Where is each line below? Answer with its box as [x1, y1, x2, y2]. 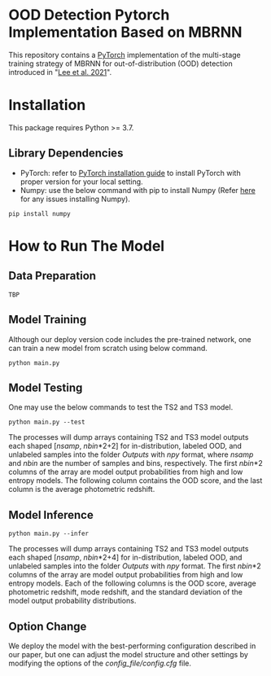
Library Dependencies [8, 147, 124, 160]
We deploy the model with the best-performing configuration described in [8, 641, 256, 651]
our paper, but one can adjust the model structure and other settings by [8, 649, 248, 659]
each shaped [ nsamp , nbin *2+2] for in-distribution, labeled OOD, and [8, 441, 243, 451]
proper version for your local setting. [20, 177, 144, 187]
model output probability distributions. [8, 596, 137, 606]
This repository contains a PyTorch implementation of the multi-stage [8, 50, 242, 59]
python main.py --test [8, 418, 85, 427]
